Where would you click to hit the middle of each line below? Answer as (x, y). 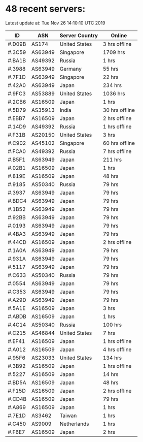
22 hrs (111, 77)
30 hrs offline (119, 110)
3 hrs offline (117, 44)
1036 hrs (114, 93)
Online (119, 35)
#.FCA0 (17, 151)
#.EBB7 (17, 118)
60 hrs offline (119, 143)
